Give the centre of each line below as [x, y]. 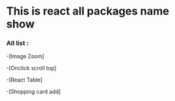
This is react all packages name [88, 11]
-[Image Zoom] [25, 57]
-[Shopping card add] [34, 92]
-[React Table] [24, 80]
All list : [18, 43]
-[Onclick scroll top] [31, 68]
